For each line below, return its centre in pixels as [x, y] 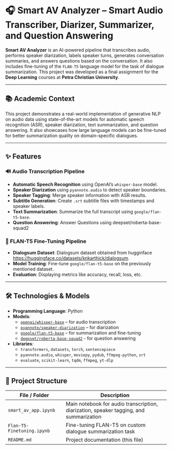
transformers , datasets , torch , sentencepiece [68, 349]
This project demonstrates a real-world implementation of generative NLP [83, 113]
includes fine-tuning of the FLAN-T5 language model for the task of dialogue [85, 66]
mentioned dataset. [33, 269]
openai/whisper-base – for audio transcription [68, 322]
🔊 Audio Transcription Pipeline [45, 171]
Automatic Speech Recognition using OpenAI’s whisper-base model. [85, 184]
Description [115, 395]
